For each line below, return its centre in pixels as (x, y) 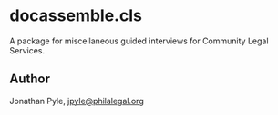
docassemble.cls (76, 16)
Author (30, 79)
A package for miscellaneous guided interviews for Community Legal (139, 41)
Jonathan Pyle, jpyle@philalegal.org (77, 101)
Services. (27, 50)
